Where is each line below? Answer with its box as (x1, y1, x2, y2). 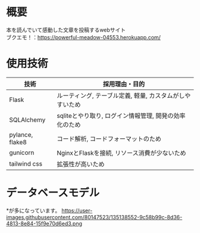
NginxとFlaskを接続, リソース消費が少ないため (56, 148, 186, 157)
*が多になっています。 (6, 207, 61, 214)
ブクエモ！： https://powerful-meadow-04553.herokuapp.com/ (6, 33, 161, 41)
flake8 (9, 138, 27, 146)
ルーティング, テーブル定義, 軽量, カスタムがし (56, 91, 185, 100)
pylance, (9, 131, 33, 139)
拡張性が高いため (56, 160, 105, 168)
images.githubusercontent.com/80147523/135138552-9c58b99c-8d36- (6, 213, 183, 220)
